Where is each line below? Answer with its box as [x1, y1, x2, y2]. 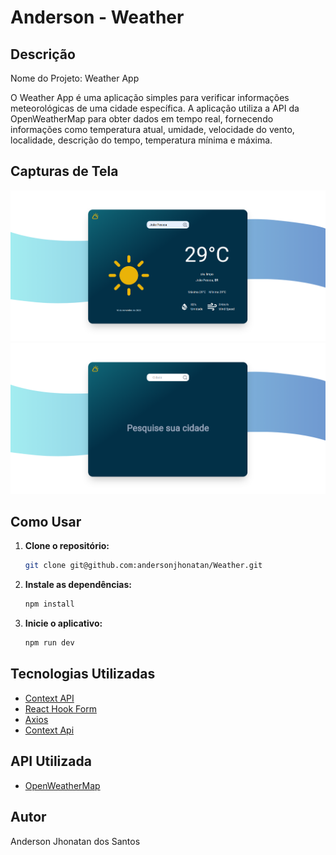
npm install [24, 599, 75, 610]
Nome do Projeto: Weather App [10, 72, 140, 84]
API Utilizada [10, 753, 92, 770]
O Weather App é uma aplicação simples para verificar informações [10, 92, 290, 103]
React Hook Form [24, 702, 97, 715]
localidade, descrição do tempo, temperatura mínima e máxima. [10, 134, 273, 146]
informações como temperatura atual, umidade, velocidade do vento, [10, 124, 295, 135]
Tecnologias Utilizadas [10, 666, 156, 683]
